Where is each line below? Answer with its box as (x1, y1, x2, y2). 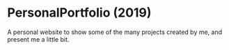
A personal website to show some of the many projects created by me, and (7, 28, 223, 36)
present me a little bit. (7, 35, 70, 43)
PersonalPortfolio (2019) (7, 5, 152, 21)
